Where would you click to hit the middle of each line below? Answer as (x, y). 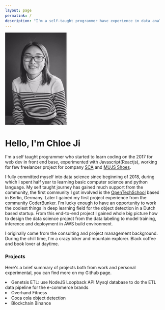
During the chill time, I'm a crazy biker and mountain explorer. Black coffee (81, 239)
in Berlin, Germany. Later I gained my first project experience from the (76, 198)
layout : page (18, 10)
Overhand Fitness (29, 292)
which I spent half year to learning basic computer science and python (77, 182)
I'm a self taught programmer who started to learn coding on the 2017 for (79, 157)
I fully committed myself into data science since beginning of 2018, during (80, 177)
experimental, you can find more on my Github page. (58, 273)
